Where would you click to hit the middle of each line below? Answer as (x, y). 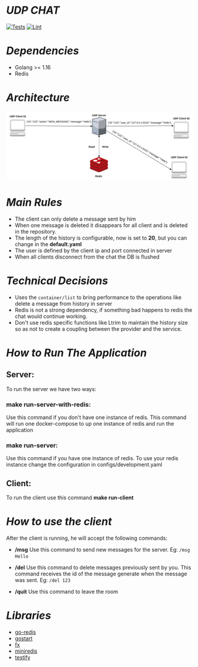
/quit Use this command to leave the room (66, 592)
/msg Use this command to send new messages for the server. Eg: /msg (102, 550)
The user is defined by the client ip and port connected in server (93, 250)
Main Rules (34, 202)
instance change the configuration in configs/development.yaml (84, 465)
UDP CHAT (33, 10)
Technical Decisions (57, 281)
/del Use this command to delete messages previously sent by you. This (103, 568)
